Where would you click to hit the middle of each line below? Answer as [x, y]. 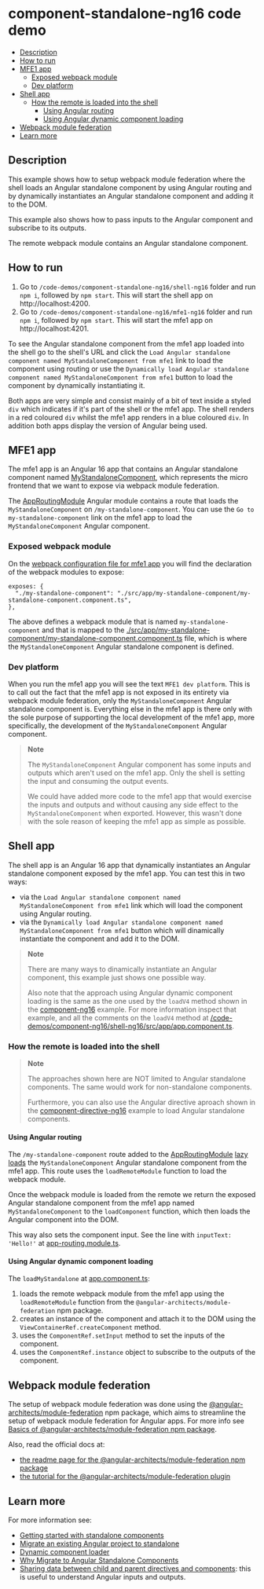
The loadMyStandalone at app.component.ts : [79, 1279]
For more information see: [50, 1520]
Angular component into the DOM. [64, 1220]
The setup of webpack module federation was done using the [108, 1404]
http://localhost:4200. [55, 303]
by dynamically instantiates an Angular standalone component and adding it [131, 196]
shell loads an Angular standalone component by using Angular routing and [130, 187]
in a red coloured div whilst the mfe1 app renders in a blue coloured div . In [128, 417]
